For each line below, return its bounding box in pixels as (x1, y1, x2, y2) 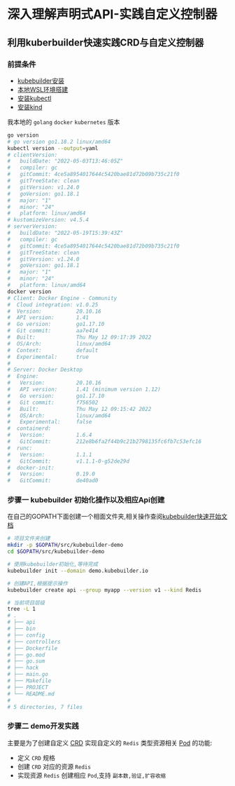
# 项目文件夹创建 (7, 535, 50, 542)
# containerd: (7, 425, 52, 432)
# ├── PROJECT (7, 684, 49, 691)
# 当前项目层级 (7, 599, 45, 607)
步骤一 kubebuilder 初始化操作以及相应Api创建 (7, 495, 165, 505)
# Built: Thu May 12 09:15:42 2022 (7, 405, 152, 412)
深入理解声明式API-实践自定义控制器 (7, 6, 218, 22)
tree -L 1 (7, 606, 36, 613)
